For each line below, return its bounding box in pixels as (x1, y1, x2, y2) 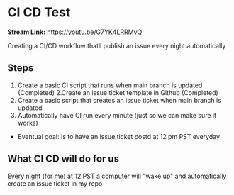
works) (17, 118, 39, 127)
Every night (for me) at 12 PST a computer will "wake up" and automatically (7, 172, 227, 180)
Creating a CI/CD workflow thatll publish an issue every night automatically (7, 41, 226, 50)
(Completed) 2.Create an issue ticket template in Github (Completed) (17, 88, 218, 96)
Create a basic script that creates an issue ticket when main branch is (17, 96, 221, 104)
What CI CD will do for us (7, 153, 119, 165)
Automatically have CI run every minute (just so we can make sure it (17, 111, 216, 119)
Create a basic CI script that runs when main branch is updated (17, 81, 203, 89)
